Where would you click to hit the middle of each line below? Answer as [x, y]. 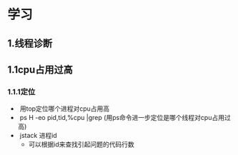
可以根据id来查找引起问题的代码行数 [81, 144]
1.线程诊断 [30, 43]
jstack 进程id [38, 136]
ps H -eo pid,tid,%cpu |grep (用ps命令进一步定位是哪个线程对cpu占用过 [125, 118]
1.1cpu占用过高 [40, 70]
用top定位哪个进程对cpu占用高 [64, 109]
